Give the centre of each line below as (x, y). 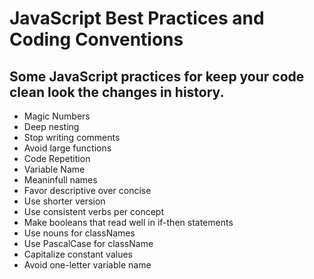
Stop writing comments (72, 137)
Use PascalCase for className (88, 243)
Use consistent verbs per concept (93, 211)
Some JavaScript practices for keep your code (157, 76)
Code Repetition (57, 158)
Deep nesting (51, 126)
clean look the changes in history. (117, 92)
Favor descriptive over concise (87, 190)
